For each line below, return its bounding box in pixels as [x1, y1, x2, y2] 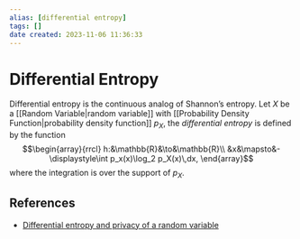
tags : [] [9, 22, 42, 31]
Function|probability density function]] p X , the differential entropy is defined [9, 118, 292, 131]
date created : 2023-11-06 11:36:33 [9, 30, 143, 39]
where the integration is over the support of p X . [9, 168, 185, 180]
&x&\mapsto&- [226, 143, 281, 154]
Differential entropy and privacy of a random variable [22, 219, 219, 230]
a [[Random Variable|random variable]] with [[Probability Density [9, 108, 250, 119]
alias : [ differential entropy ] [9, 13, 127, 23]
